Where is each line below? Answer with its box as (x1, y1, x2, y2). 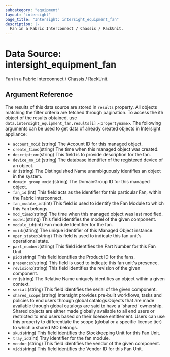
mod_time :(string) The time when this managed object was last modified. (12, 211, 163, 217)
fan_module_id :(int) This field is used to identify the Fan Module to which (12, 200, 164, 206)
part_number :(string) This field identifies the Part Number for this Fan (12, 243, 156, 249)
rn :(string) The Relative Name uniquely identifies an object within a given (12, 275, 165, 282)
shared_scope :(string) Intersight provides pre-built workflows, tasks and (12, 291, 162, 298)
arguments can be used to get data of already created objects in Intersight (5, 125, 161, 132)
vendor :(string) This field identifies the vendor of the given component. (12, 340, 161, 346)
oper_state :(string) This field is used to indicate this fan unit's (12, 232, 142, 239)
